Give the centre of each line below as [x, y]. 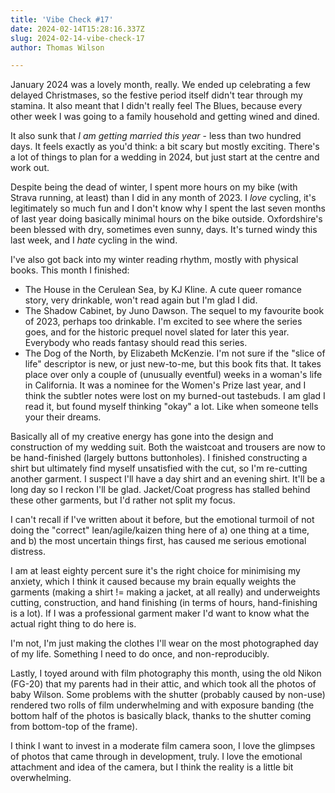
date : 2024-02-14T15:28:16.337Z [77, 29]
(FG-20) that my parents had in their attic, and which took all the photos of [163, 684]
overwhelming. [41, 778]
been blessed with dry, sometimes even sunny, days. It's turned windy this [164, 230]
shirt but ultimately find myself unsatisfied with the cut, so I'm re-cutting [159, 468]
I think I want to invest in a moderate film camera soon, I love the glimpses [163, 746]
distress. [28, 552]
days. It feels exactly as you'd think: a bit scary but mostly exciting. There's [165, 147]
